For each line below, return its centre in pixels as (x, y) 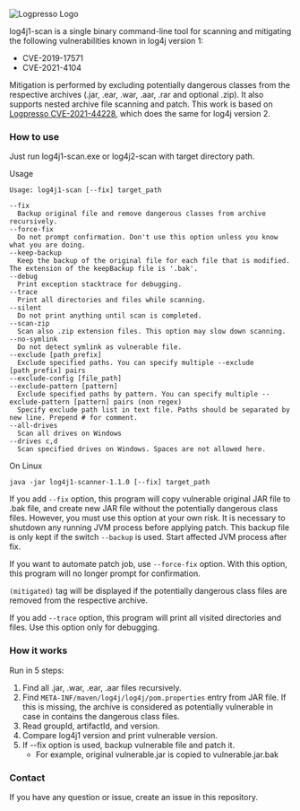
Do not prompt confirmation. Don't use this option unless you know (148, 238)
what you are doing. (48, 245)
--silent (26, 308)
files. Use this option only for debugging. (84, 627)
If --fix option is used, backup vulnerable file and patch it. (129, 745)
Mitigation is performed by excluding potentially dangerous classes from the (150, 85)
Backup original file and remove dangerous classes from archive (142, 214)
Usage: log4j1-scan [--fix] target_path (86, 190)
